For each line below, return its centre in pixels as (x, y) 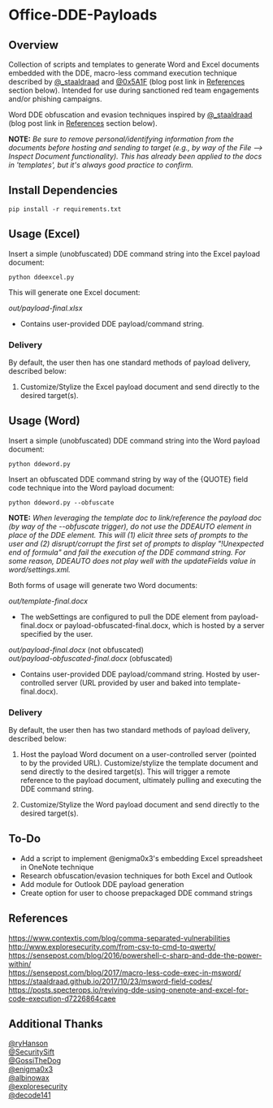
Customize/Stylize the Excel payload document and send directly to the (140, 387)
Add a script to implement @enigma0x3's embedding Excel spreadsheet (141, 858)
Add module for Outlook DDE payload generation (102, 884)
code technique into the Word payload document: (91, 487)
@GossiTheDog (35, 1061)
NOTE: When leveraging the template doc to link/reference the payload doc (135, 517)
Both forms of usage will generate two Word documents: (103, 585)
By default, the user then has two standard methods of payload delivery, (129, 730)
